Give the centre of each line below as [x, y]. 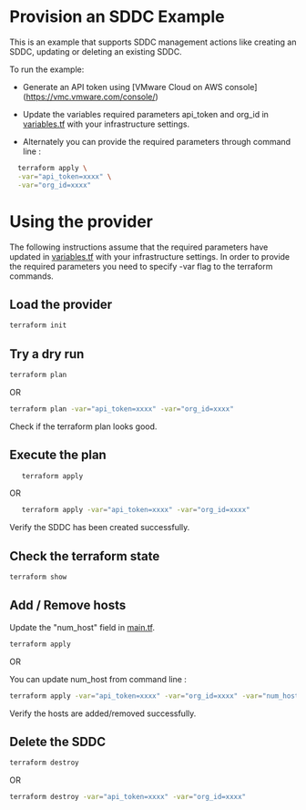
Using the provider [81, 221]
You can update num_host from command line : [98, 679]
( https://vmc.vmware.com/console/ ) [91, 97]
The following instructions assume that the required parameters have [139, 247]
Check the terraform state [85, 556]
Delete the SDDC [58, 741]
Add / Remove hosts [68, 605]
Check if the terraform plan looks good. [83, 426]
